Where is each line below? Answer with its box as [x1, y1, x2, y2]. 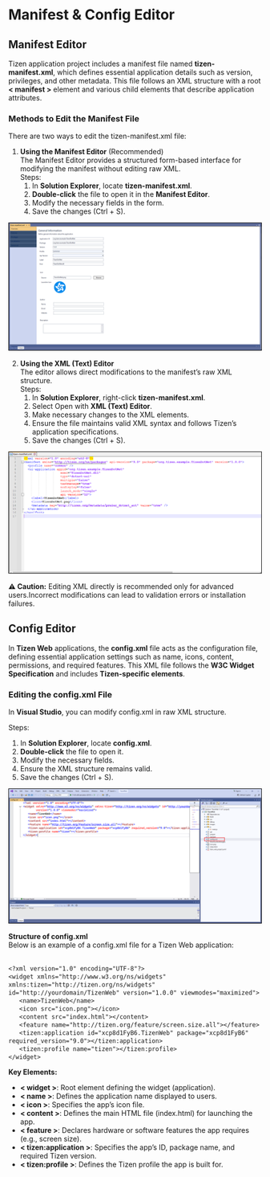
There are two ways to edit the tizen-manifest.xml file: [8, 131, 187, 141]
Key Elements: [8, 1067, 58, 1077]
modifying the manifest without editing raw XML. [19, 164, 181, 174]
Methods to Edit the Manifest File [8, 112, 140, 124]
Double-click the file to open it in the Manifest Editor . [31, 190, 211, 199]
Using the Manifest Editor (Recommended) [19, 147, 164, 157]
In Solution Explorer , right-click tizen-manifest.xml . [31, 393, 206, 403]
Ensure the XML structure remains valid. [19, 764, 153, 774]
